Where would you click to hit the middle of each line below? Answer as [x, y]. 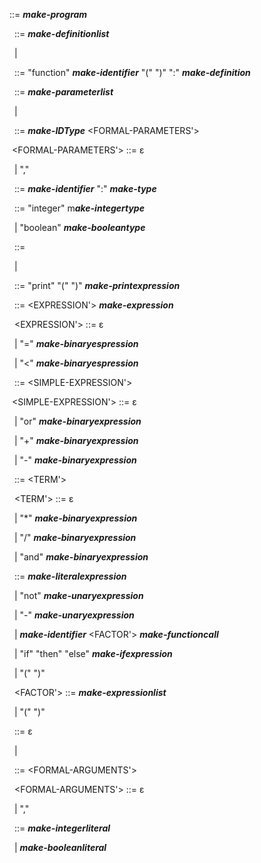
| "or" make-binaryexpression [77, 421]
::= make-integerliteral [62, 828]
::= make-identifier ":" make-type [85, 188]
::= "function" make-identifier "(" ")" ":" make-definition [132, 72]
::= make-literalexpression [70, 576]
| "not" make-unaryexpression [78, 595]
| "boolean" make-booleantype [79, 227]
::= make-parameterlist [63, 92]
